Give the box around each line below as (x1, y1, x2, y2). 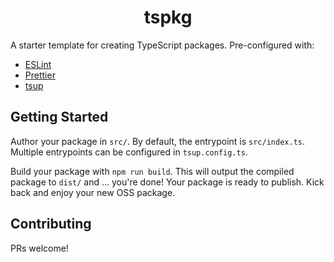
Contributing (10, 216, 92, 233)
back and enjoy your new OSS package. (10, 186, 176, 198)
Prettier (24, 69, 56, 81)
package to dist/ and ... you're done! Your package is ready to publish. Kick (10, 176, 325, 188)
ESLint (24, 58, 52, 70)
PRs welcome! (10, 242, 69, 254)
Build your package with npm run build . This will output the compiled (10, 165, 295, 177)
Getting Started (10, 109, 109, 126)
